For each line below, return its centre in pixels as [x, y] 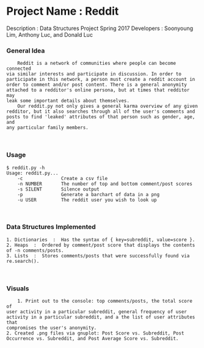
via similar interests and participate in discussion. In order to [94, 74]
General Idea [26, 50]
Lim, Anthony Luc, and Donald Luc [50, 34]
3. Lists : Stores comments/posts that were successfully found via [98, 255]
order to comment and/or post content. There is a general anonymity [97, 85]
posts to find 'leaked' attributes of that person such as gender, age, [101, 117]
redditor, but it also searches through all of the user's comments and [101, 112]
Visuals [18, 288]
